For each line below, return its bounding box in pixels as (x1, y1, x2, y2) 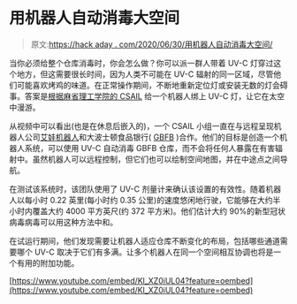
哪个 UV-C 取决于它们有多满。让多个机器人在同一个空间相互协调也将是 (16, 247, 274, 257)
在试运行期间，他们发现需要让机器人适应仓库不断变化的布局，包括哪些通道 (9, 235, 280, 246)
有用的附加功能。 (16, 257, 80, 268)
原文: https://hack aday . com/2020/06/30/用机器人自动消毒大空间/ (30, 39, 273, 49)
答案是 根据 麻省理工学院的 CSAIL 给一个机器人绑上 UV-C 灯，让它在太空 (24, 90, 286, 102)
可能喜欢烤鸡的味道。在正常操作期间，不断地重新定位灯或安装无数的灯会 (16, 80, 280, 90)
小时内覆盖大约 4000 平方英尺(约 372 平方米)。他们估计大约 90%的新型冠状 (9, 205, 286, 217)
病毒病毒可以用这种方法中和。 (9, 217, 118, 227)
